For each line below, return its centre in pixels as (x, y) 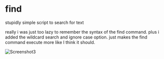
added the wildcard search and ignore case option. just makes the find (76, 37)
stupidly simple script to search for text (45, 22)
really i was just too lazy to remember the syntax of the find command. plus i (82, 32)
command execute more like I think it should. (50, 42)
